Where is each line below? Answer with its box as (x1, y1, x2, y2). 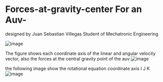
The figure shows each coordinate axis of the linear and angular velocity (5, 50, 156, 56)
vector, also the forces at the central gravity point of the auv (5, 55, 130, 61)
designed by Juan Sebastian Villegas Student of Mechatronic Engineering (5, 31, 158, 37)
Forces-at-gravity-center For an (5, 4, 142, 15)
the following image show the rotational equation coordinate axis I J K (5, 65, 150, 71)
